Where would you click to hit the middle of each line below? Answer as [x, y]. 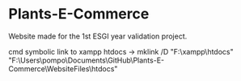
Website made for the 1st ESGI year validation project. [98, 36]
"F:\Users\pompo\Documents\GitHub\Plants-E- [86, 60]
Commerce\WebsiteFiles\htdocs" [63, 68]
